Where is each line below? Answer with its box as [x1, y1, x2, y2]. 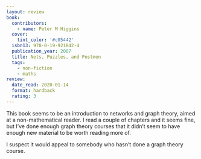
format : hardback [11, 88, 56, 94]
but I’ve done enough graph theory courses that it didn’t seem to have [6, 122, 180, 130]
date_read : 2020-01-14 [11, 82, 69, 88]
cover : [11, 31, 28, 37]
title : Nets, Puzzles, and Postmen [11, 54, 101, 60]
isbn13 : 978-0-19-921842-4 [11, 43, 80, 49]
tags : [11, 59, 26, 65]
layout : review [6, 8, 45, 15]
